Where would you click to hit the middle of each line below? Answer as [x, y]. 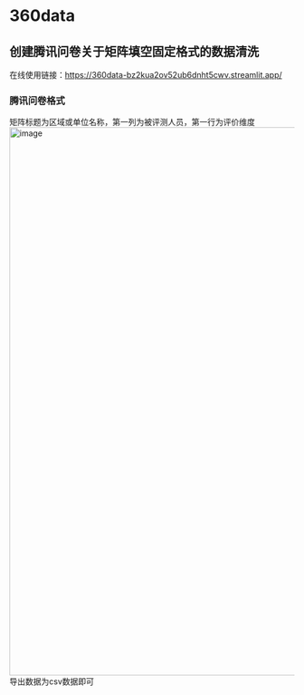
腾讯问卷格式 [38, 101]
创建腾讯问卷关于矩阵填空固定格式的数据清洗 [134, 51]
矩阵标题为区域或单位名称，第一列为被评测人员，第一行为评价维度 [132, 122]
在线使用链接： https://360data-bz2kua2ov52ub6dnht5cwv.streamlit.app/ [146, 75]
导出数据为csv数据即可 [52, 681]
